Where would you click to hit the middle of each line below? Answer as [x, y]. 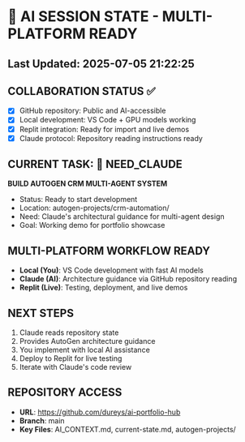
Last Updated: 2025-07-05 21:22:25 [101, 64]
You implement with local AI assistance [85, 350]
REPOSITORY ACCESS [65, 393]
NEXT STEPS [41, 313]
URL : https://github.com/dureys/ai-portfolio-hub [100, 412]
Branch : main [42, 420]
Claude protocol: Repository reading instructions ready [111, 138]
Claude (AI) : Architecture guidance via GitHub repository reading [128, 279]
